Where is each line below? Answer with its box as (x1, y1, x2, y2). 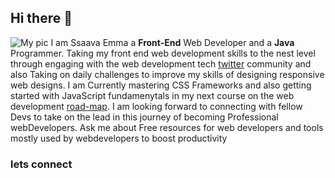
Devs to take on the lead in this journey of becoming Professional (10, 111, 279, 123)
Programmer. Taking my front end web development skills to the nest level (10, 47, 316, 59)
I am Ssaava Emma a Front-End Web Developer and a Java (50, 36, 295, 48)
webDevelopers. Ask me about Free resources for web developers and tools (10, 121, 324, 133)
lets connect (10, 157, 73, 171)
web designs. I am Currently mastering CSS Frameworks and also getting (10, 79, 312, 91)
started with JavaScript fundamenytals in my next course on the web (10, 89, 295, 101)
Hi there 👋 (10, 10, 73, 27)
